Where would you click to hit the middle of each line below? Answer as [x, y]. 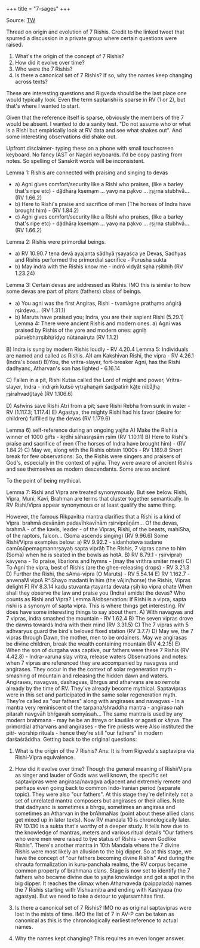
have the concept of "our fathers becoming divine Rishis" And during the [104, 858]
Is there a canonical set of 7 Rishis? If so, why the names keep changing [104, 75]
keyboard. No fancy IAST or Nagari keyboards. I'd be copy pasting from [94, 155]
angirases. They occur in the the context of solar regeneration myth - [91, 669]
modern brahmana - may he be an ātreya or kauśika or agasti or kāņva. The [99, 720]
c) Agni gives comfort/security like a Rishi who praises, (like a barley [99, 217]
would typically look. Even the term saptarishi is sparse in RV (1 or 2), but [96, 99]
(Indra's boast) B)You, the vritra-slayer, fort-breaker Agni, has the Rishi [93, 362]
